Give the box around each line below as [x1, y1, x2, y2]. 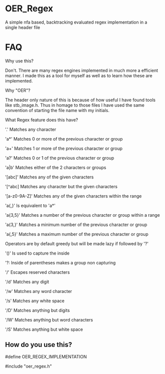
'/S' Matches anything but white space [5, 326, 83, 332]
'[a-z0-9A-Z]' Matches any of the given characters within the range [5, 193, 142, 199]
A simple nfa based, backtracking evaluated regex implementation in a [5, 19, 147, 25]
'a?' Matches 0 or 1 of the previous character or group [5, 155, 114, 161]
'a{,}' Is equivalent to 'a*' [5, 202, 55, 208]
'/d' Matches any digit [5, 279, 49, 285]
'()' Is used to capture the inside [5, 250, 70, 256]
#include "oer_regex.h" [5, 363, 52, 369]
